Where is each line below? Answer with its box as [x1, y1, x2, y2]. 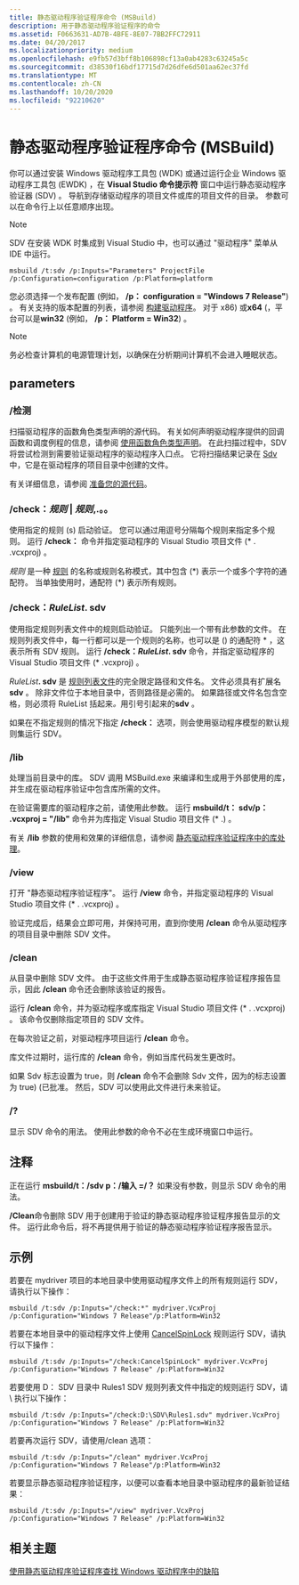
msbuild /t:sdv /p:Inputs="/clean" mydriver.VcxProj [9, 1453, 209, 1462]
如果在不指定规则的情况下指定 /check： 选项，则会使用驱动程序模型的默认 [9, 717, 282, 727]
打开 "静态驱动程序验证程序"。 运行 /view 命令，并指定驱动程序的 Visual [9, 888, 274, 898]
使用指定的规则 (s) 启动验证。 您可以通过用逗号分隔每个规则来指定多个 [9, 524, 268, 535]
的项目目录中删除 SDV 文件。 [9, 929, 116, 939]
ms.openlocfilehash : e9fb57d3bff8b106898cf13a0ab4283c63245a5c [9, 54, 249, 63]
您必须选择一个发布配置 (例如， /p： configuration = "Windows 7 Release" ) [9, 291, 289, 302]
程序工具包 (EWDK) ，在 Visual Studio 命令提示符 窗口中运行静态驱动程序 [16, 179, 287, 190]
